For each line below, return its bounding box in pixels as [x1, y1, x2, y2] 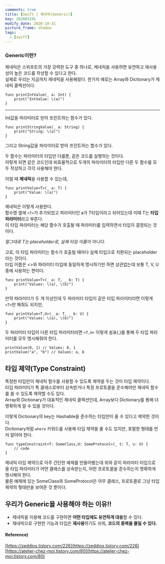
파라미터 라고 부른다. [5, 216, 43, 222]
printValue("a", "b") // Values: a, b [5, 350, 84, 355]
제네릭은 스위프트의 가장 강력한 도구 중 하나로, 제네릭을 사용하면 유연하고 [5, 64, 144, 70]
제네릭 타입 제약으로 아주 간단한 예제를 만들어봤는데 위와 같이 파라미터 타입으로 [5, 459, 156, 465]
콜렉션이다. [14, 82, 36, 89]
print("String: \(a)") [14, 129, 60, 134]
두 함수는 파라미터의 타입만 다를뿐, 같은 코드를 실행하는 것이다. [5, 153, 124, 159]
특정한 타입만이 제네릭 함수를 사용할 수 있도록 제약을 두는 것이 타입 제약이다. [5, 378, 151, 384]
